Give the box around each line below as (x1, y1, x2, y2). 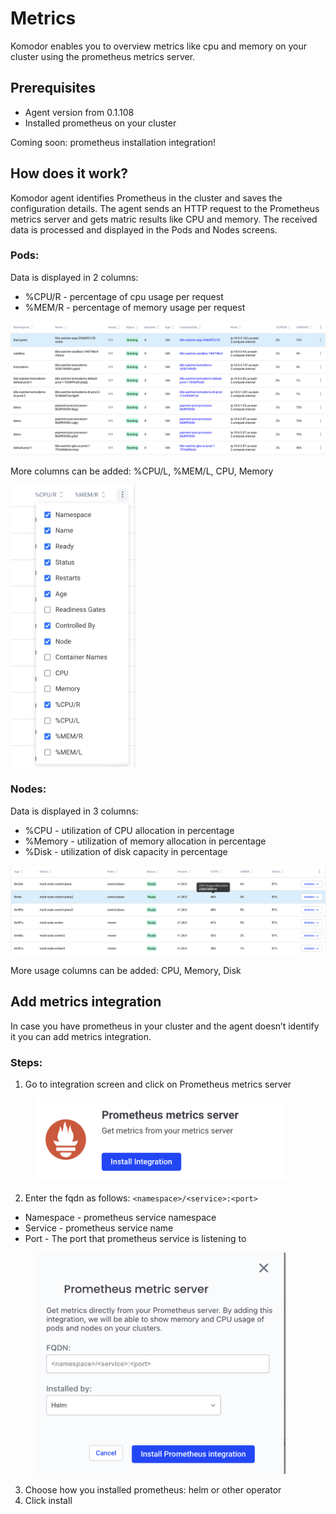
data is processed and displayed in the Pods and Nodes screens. (10, 223, 278, 236)
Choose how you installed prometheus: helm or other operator (24, 1483, 282, 1496)
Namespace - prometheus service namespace (24, 1211, 217, 1223)
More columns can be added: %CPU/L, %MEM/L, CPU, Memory (10, 465, 274, 477)
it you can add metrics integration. (10, 1030, 152, 1042)
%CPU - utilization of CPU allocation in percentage (24, 824, 235, 836)
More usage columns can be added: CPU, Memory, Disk (10, 965, 242, 977)
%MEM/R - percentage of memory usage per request (24, 301, 246, 313)
